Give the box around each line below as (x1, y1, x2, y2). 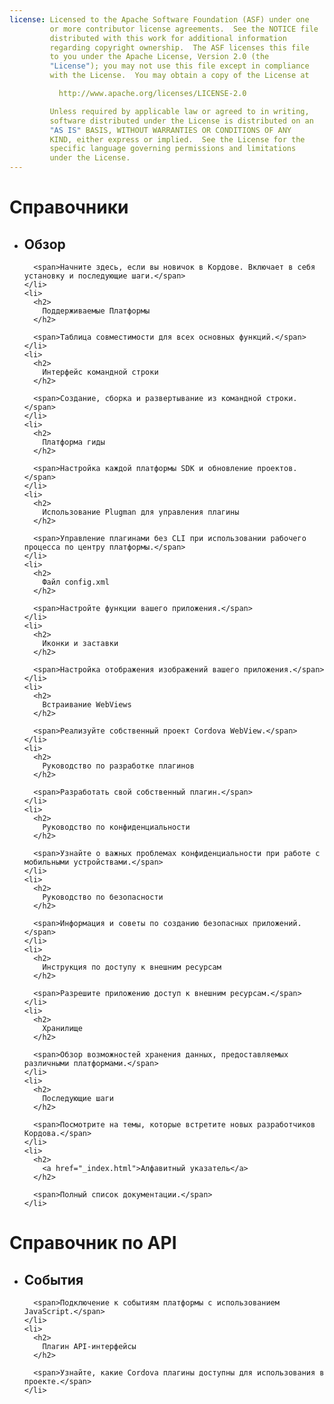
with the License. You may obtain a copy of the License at (49, 71, 310, 81)
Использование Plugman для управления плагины (42, 507, 240, 517)
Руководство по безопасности (42, 892, 164, 902)
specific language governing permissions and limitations (49, 144, 297, 154)
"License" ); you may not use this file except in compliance (49, 61, 310, 71)
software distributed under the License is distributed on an (49, 116, 314, 126)
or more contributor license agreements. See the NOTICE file (49, 24, 319, 34)
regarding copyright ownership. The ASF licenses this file (49, 42, 310, 53)
